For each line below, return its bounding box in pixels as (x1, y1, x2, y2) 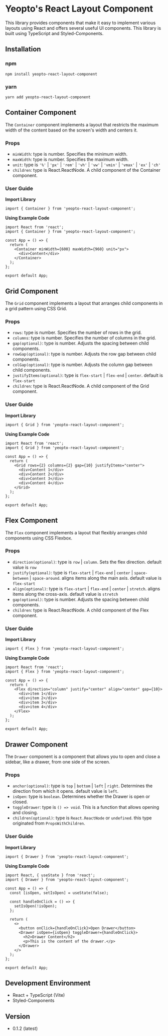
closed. (12, 799, 28, 805)
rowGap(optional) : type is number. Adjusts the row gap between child (12, 351, 156, 357)
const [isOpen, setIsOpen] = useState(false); (10, 890, 109, 895)
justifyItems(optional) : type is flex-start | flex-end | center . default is (12, 372, 163, 378)
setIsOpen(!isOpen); (14, 904, 57, 909)
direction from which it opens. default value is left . (12, 788, 119, 794)
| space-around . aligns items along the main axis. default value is (29, 575, 162, 581)
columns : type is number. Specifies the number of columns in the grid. (12, 335, 156, 341)
